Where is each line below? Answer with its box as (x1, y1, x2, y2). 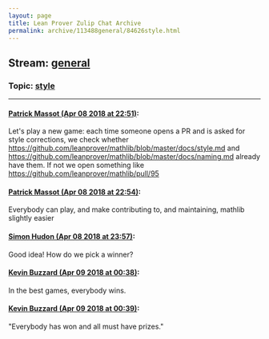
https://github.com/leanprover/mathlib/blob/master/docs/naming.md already (8, 152, 261, 162)
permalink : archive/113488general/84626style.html (8, 26, 181, 34)
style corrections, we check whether (8, 135, 130, 145)
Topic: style (8, 80, 55, 91)
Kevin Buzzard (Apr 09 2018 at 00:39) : (8, 304, 140, 313)
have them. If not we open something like (8, 161, 145, 170)
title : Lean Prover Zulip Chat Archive (8, 19, 142, 27)
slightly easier (8, 213, 54, 223)
